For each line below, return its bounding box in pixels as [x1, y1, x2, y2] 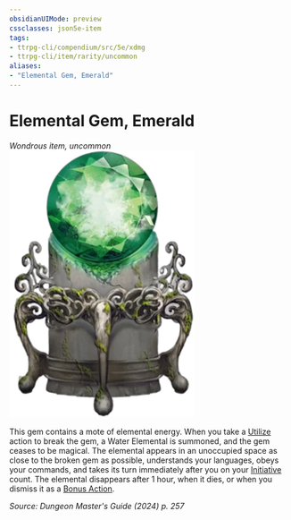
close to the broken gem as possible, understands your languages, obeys [9, 455, 279, 465]
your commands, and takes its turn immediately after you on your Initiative [9, 464, 282, 474]
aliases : [9, 62, 42, 71]
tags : [9, 33, 29, 42]
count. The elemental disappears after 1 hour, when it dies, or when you [9, 473, 273, 484]
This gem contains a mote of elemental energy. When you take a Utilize [9, 426, 271, 437]
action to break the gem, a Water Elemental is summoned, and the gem [9, 435, 270, 447]
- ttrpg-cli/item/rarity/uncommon [9, 52, 138, 62]
